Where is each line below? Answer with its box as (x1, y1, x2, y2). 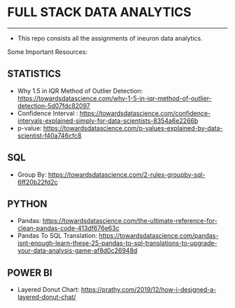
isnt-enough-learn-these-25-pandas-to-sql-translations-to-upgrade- (17, 239, 218, 248)
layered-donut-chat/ (17, 293, 76, 302)
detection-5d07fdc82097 (17, 101, 91, 109)
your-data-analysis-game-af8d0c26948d (17, 246, 138, 255)
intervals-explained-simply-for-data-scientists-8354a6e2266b (17, 116, 199, 125)
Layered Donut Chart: (17, 286, 80, 294)
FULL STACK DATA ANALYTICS (7, 4, 192, 20)
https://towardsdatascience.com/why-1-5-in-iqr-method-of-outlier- (17, 94, 212, 102)
